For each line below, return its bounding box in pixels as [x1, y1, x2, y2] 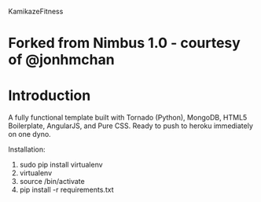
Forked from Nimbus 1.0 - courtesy [8, 35, 241, 52]
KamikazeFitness [8, 7, 64, 16]
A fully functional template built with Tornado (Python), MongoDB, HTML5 [8, 113, 248, 123]
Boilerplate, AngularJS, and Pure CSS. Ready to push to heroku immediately [8, 121, 254, 130]
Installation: [8, 145, 46, 154]
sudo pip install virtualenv [19, 160, 104, 170]
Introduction [8, 86, 91, 105]
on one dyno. [8, 130, 51, 139]
